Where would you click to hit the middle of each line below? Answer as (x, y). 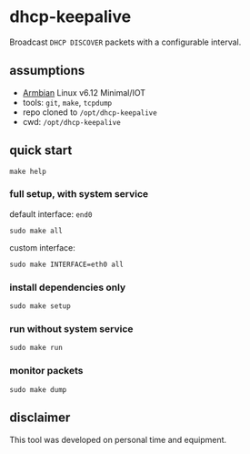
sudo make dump (38, 389)
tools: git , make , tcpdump (67, 102)
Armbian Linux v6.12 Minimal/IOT (84, 92)
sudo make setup (40, 306)
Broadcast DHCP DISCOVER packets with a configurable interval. (125, 42)
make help (28, 171)
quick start (41, 151)
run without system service (71, 329)
